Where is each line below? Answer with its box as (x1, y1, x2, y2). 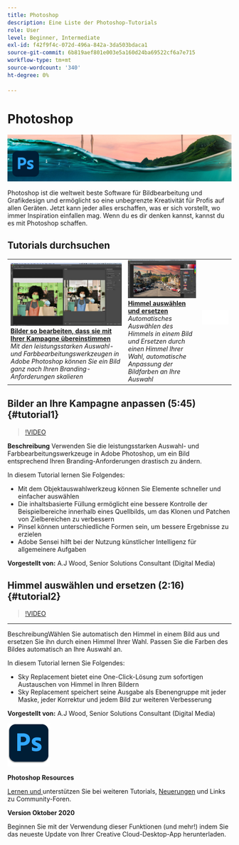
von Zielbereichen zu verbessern (17, 514, 115, 523)
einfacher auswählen (17, 492, 80, 501)
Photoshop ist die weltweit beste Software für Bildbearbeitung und (7, 188, 203, 197)
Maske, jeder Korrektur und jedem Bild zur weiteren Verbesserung (17, 695, 212, 704)
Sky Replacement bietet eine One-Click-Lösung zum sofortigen (17, 672, 204, 681)
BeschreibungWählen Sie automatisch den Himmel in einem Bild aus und (7, 630, 221, 638)
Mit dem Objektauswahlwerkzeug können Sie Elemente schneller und (17, 484, 221, 493)
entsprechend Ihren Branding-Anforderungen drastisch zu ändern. (7, 456, 202, 465)
